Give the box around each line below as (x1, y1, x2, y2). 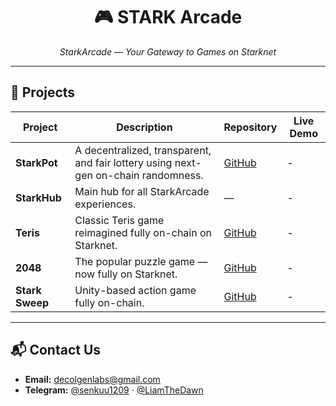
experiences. (74, 197, 137, 211)
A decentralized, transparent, (74, 143, 212, 157)
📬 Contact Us (10, 342, 102, 359)
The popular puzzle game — (74, 254, 208, 268)
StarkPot (15, 155, 58, 169)
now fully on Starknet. (74, 267, 178, 281)
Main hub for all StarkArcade (74, 184, 210, 198)
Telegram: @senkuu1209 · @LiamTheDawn (24, 384, 204, 396)
